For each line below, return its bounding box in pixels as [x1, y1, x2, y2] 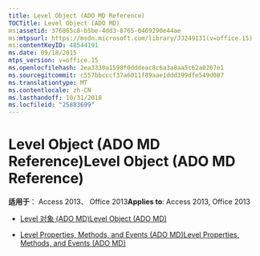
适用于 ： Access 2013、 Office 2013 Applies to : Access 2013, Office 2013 [8, 197, 251, 206]
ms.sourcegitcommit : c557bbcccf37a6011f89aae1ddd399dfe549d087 [8, 71, 225, 79]
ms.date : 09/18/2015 [8, 49, 78, 57]
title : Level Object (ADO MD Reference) [8, 11, 146, 20]
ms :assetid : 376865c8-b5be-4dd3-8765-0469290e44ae [8, 26, 181, 34]
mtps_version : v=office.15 [8, 57, 99, 65]
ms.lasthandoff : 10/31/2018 [8, 94, 103, 102]
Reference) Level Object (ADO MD [8, 153, 236, 170]
